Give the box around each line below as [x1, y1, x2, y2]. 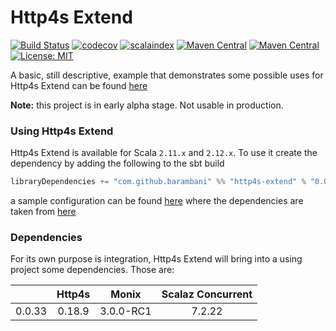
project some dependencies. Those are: [10, 264, 175, 276]
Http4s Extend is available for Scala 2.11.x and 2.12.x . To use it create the [10, 147, 318, 159]
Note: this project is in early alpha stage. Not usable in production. [10, 99, 284, 111]
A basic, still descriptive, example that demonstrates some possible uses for [10, 69, 324, 81]
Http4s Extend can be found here [10, 79, 148, 91]
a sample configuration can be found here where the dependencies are [10, 195, 304, 207]
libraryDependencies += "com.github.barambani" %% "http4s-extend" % [10, 177, 307, 187]
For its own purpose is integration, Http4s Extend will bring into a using [10, 253, 303, 265]
